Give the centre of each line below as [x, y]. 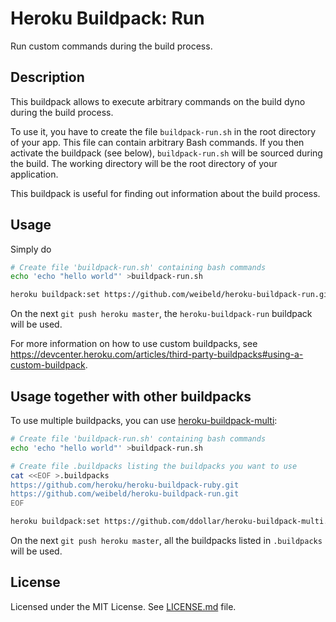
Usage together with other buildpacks [131, 396]
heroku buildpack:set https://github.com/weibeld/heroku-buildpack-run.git [171, 295]
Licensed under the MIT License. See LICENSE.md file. [123, 606]
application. [34, 174]
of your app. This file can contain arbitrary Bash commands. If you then [157, 142]
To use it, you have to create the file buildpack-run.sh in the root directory [163, 131]
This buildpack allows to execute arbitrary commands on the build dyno [158, 101]
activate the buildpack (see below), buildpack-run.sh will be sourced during [166, 153]
